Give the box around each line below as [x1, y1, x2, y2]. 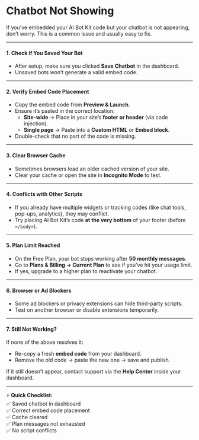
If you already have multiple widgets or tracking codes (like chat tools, [14, 204, 187, 211]
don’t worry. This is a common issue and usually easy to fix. [6, 30, 152, 37]
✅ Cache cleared [6, 414, 48, 421]
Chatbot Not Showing [6, 4, 114, 18]
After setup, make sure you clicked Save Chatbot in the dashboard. [14, 62, 179, 69]
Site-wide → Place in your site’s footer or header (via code [23, 114, 168, 121]
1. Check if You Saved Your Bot [6, 49, 83, 56]
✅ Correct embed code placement [6, 407, 90, 414]
